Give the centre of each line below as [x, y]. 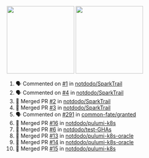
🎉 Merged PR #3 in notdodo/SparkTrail [63, 108]
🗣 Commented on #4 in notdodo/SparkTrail [69, 93]
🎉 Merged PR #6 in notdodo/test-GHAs [63, 129]
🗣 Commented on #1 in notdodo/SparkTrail [69, 84]
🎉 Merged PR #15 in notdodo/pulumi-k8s [66, 148]
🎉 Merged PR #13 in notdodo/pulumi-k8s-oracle [74, 136]
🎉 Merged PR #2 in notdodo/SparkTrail [63, 101]
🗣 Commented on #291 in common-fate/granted [76, 114]
